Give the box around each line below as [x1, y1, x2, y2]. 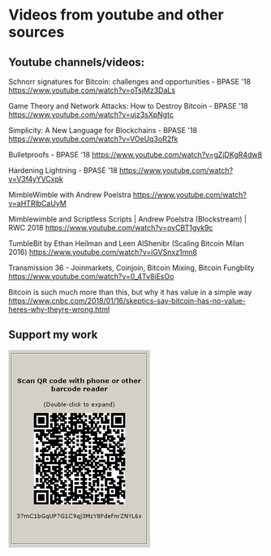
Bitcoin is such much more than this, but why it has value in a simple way [8, 287, 252, 297]
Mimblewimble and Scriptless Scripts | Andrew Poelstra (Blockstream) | [8, 214, 247, 224]
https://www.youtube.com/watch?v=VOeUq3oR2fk [8, 134, 179, 144]
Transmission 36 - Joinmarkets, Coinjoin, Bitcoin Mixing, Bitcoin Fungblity [8, 263, 255, 273]
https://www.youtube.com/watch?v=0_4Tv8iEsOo [8, 272, 174, 281]
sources [8, 23, 65, 41]
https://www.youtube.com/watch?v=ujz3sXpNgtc [8, 110, 174, 119]
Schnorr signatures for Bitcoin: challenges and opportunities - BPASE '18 [8, 77, 252, 86]
